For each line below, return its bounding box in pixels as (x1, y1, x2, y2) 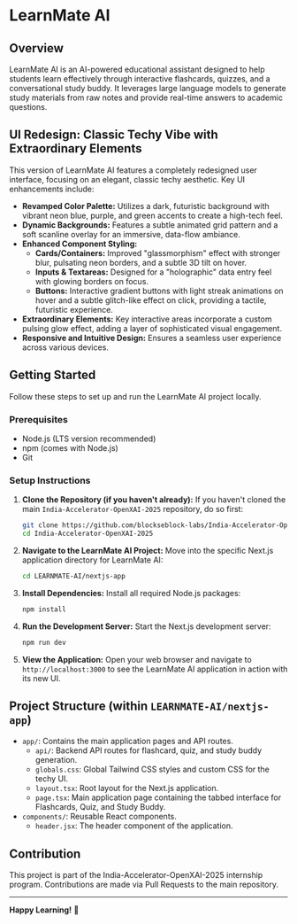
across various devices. (21, 342, 109, 353)
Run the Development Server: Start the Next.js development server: (21, 621, 271, 632)
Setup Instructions (9, 474, 91, 486)
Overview (9, 41, 65, 56)
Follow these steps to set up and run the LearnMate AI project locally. (9, 391, 263, 401)
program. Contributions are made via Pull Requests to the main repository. (9, 879, 278, 890)
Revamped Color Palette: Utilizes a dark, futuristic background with (21, 200, 270, 211)
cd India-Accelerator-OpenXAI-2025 (21, 529, 154, 539)
